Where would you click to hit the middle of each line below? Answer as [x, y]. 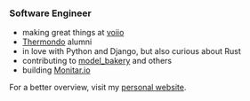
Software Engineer [50, 13]
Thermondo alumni [57, 42]
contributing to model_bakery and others [97, 61]
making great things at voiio [73, 33]
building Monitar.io [56, 70]
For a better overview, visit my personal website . [98, 88]
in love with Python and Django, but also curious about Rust [132, 51]
